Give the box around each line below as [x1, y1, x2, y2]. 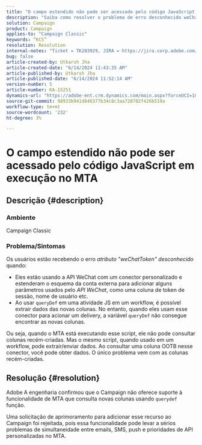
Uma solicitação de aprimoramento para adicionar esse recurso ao [6, 413, 171, 420]
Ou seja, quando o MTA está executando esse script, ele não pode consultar [6, 330, 196, 337]
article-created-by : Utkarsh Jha [6, 59, 90, 65]
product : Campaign [6, 25, 52, 32]
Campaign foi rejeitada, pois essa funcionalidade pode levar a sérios [6, 420, 176, 427]
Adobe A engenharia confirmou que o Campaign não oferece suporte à [6, 389, 183, 396]
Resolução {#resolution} [6, 373, 100, 383]
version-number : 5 [6, 82, 52, 88]
